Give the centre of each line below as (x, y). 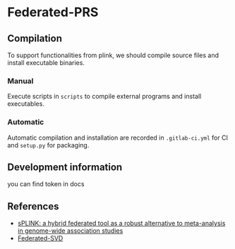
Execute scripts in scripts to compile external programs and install (104, 97)
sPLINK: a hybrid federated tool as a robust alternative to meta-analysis (121, 224)
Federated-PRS (53, 12)
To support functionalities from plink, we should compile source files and (113, 55)
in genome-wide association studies (70, 231)
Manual (20, 80)
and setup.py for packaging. (48, 145)
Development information (65, 167)
